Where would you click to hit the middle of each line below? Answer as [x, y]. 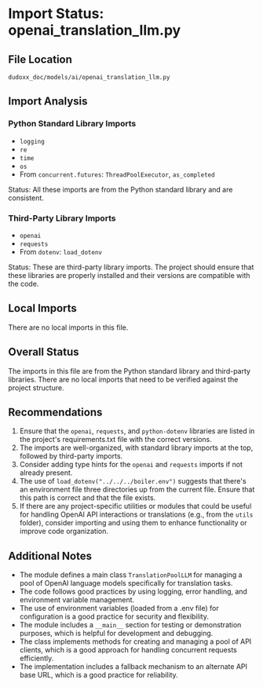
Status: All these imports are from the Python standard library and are [121, 189]
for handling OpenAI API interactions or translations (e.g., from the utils [136, 514]
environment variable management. [77, 600]
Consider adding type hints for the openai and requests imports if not [131, 465]
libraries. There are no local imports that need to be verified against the [123, 379]
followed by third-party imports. [71, 456]
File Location [40, 59]
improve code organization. [64, 532]
